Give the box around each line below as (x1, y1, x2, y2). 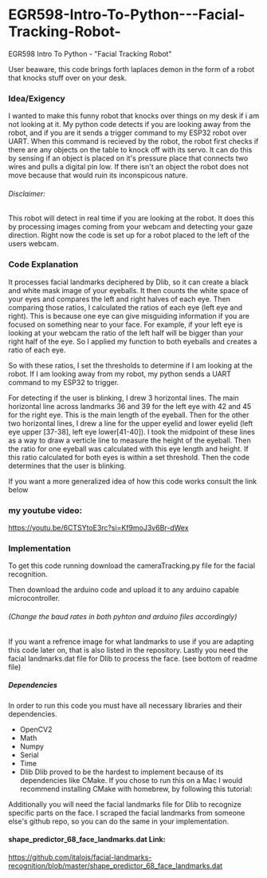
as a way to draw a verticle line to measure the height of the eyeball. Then (8, 435, 251, 445)
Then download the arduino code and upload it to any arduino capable (8, 585, 239, 594)
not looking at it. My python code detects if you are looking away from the (8, 120, 251, 129)
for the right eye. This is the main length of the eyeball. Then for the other (8, 410, 249, 419)
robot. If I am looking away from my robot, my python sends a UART (8, 369, 232, 379)
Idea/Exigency (8, 93, 65, 104)
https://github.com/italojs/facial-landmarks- (8, 852, 152, 862)
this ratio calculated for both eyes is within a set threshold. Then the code (8, 452, 249, 462)
